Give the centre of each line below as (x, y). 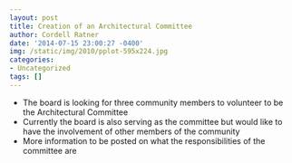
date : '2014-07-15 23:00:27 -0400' (77, 43)
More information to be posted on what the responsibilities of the (144, 140)
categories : (32, 60)
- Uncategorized (40, 69)
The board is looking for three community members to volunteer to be (153, 102)
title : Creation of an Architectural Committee (101, 26)
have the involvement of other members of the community (131, 131)
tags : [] (26, 77)
